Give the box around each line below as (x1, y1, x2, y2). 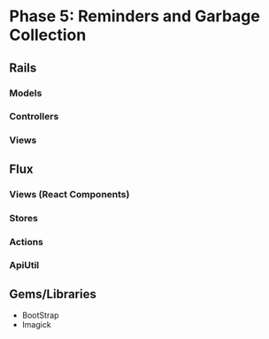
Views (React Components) (9, 188, 130, 200)
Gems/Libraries (9, 286, 97, 302)
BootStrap (21, 310, 59, 320)
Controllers (9, 111, 59, 123)
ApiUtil (9, 259, 40, 272)
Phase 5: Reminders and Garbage (9, 6, 261, 27)
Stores (9, 212, 38, 224)
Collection (9, 25, 87, 45)
